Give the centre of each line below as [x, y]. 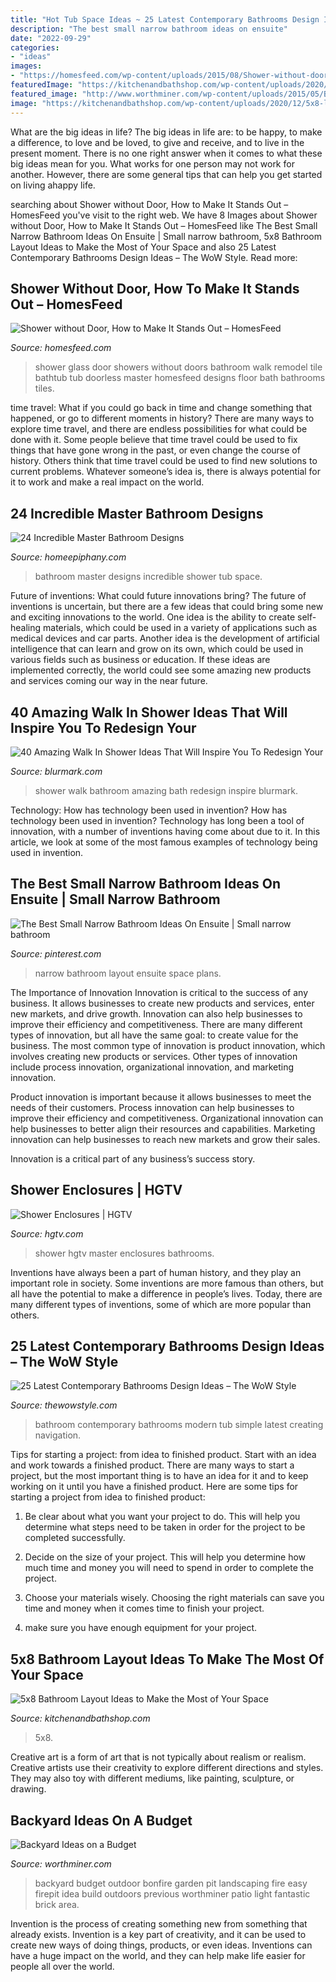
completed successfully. [75, 1538]
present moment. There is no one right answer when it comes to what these [166, 153]
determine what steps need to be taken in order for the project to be [165, 1527]
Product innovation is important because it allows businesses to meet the [161, 1097]
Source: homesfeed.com [61, 348]
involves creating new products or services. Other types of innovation [154, 1056]
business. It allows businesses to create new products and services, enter [162, 1003]
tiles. [44, 388]
